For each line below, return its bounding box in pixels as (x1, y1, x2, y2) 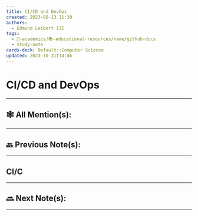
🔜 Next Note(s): (6, 194, 67, 204)
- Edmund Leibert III (11, 25, 65, 31)
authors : (6, 20, 28, 25)
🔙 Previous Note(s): (6, 140, 81, 150)
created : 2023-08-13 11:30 (6, 14, 72, 20)
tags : (6, 31, 19, 37)
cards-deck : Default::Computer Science (6, 47, 104, 53)
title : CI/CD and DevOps (6, 8, 67, 15)
